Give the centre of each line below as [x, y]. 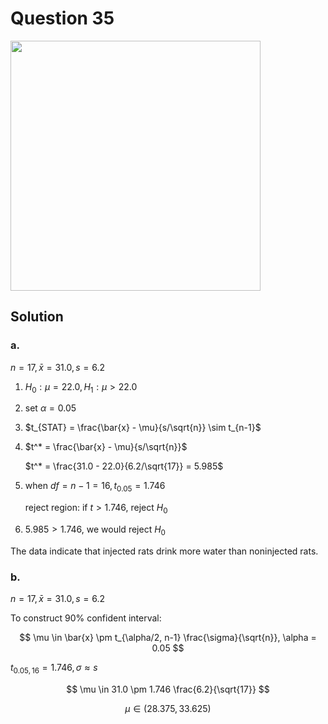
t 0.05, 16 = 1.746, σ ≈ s [54, 669]
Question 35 [62, 18]
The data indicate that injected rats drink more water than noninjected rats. [164, 551]
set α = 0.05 [50, 408]
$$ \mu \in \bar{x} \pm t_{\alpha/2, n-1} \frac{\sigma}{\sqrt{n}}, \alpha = [168, 638]
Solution [37, 317]
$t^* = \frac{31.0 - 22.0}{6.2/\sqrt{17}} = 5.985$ [124, 466]
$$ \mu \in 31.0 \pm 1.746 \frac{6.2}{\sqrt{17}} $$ [168, 689]
